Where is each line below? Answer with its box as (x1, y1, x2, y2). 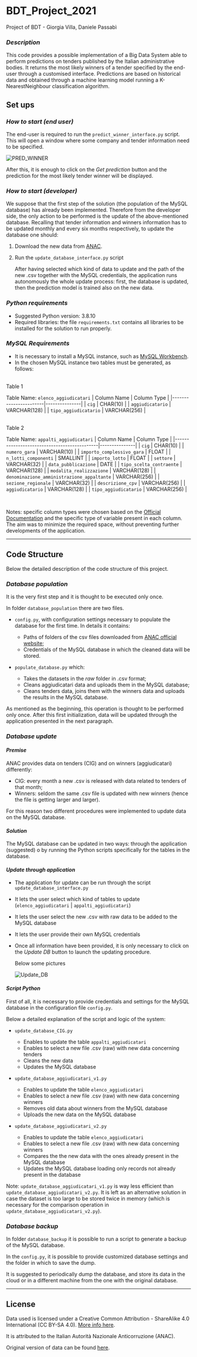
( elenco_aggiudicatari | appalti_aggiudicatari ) (14, 902, 131, 909)
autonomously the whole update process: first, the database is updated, (14, 278, 189, 285)
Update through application (6, 866, 76, 873)
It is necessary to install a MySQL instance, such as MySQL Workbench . (14, 352, 189, 359)
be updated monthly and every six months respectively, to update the (6, 225, 174, 233)
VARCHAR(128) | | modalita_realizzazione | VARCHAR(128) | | (6, 467, 156, 474)
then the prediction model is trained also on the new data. (14, 284, 154, 291)
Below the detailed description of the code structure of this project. (6, 565, 169, 572)
